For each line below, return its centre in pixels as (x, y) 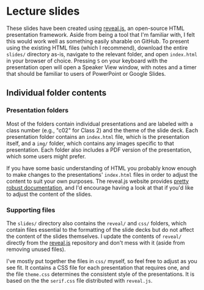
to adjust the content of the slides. (49, 194)
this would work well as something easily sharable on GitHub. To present (98, 41)
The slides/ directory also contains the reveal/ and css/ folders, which (97, 223)
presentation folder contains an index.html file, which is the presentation (98, 136)
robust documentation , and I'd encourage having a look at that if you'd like (100, 187)
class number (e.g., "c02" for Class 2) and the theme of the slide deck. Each (102, 130)
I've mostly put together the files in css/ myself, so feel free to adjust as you (102, 261)
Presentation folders (38, 110)
